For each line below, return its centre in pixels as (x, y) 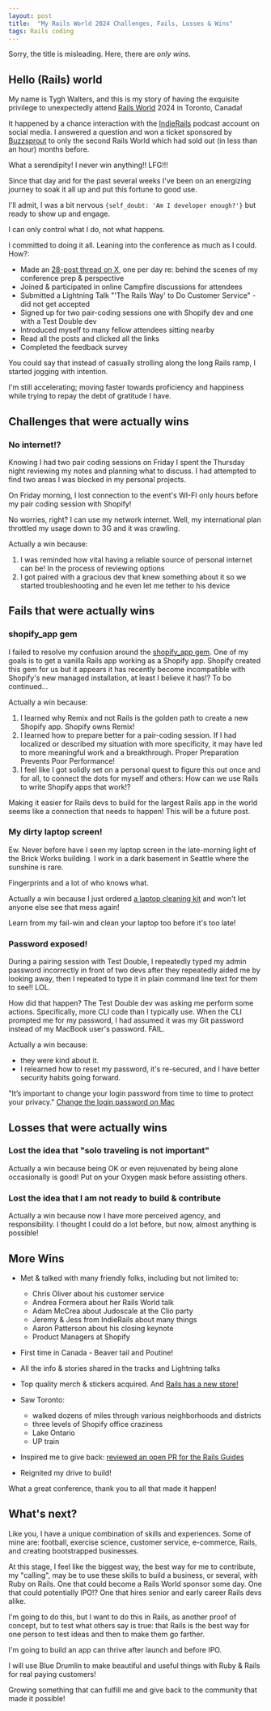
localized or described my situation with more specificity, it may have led (141, 743)
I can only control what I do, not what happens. (87, 230)
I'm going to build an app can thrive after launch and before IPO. (115, 1649)
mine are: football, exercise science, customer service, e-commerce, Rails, (133, 1542)
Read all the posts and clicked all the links (90, 338)
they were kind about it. (59, 1061)
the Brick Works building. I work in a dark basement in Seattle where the (129, 858)
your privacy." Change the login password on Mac (92, 1102)
